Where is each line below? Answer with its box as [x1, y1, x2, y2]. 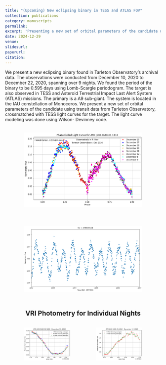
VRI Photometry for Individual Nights [25, 309, 141, 318]
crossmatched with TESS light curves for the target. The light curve [5, 111, 142, 117]
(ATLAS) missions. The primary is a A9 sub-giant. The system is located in [5, 95, 157, 101]
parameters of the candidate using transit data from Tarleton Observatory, [5, 106, 156, 112]
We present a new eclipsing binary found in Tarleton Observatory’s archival [5, 69, 158, 75]
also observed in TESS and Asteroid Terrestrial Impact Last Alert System [5, 90, 152, 96]
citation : [5, 55, 26, 60]
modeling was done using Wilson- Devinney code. [5, 116, 108, 122]
